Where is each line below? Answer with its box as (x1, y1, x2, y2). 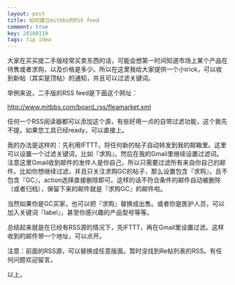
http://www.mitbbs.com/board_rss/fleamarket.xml (7, 103, 152, 111)
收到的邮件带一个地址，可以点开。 (7, 232, 106, 240)
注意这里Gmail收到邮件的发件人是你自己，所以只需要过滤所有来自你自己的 (7, 158, 220, 167)
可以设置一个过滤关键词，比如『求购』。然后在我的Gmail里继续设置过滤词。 (7, 150, 223, 158)
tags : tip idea (7, 36, 52, 43)
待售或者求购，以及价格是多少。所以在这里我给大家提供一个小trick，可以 (7, 65, 217, 74)
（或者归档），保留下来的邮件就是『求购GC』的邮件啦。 (7, 185, 166, 193)
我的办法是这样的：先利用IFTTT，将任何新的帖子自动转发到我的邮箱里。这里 (7, 141, 227, 149)
